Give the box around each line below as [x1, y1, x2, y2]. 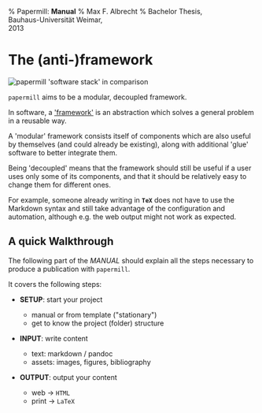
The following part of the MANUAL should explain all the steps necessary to [8, 255, 254, 265]
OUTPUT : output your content [19, 372, 118, 381]
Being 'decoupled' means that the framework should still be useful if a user [8, 163, 252, 173]
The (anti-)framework [8, 51, 153, 69]
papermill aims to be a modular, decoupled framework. [8, 92, 187, 102]
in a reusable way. [8, 116, 67, 125]
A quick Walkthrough [8, 235, 114, 248]
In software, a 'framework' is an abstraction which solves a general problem [8, 107, 254, 117]
